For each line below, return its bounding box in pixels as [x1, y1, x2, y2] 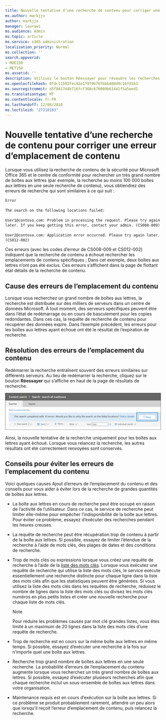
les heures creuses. [12, 522, 53, 528]
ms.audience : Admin [5, 29, 45, 34]
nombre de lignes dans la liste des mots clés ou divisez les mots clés [12, 588, 153, 595]
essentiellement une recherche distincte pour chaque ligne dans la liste [12, 573, 158, 579]
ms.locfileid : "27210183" [5, 107, 58, 113]
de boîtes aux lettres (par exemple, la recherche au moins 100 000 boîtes [5, 178, 154, 183]
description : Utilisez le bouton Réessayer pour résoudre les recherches [5, 76, 161, 81]
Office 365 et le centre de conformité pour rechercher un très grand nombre [5, 172, 161, 178]
